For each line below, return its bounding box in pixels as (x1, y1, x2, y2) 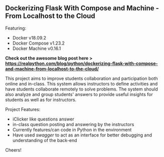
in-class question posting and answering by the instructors (12, 121, 134, 127)
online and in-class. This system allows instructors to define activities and (5, 80, 158, 86)
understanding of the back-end (12, 137, 77, 143)
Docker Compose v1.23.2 (12, 40, 65, 46)
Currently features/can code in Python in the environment (12, 126, 132, 132)
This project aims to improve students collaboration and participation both (5, 75, 158, 81)
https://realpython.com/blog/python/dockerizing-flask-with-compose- (5, 60, 158, 66)
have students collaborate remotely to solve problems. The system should (5, 86, 158, 92)
